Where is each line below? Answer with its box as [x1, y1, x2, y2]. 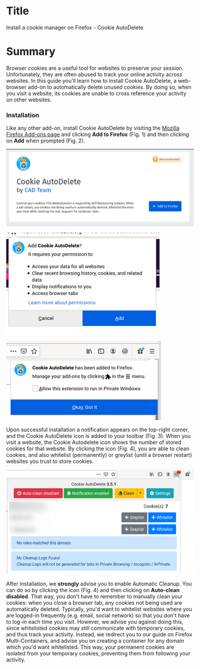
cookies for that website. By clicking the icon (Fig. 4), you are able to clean [6, 445, 189, 452]
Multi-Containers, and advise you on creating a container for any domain [6, 637, 185, 645]
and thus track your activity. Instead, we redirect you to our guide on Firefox [6, 631, 192, 638]
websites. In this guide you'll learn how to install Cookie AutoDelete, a [6, 77, 177, 84]
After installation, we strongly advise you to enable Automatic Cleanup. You [6, 580, 192, 587]
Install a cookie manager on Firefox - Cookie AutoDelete [6, 24, 144, 31]
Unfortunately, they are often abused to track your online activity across [6, 70, 183, 78]
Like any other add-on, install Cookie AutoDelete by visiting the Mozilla [6, 125, 180, 132]
